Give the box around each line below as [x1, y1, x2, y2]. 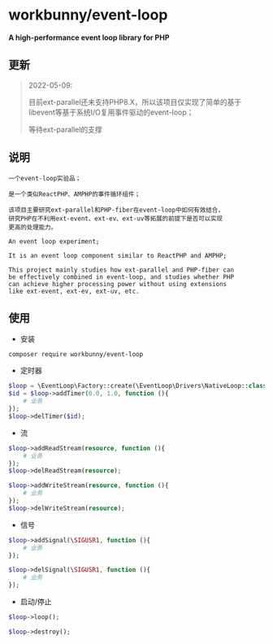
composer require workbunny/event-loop [8, 350, 144, 359]
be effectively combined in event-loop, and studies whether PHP [8, 272, 234, 281]
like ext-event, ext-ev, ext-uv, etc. [8, 287, 140, 295]
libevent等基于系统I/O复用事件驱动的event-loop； [28, 107, 194, 117]
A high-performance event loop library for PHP [8, 33, 170, 42]
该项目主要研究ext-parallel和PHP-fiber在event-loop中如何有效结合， [8, 206, 225, 214]
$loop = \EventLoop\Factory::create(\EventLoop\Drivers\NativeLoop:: [8, 382, 249, 390]
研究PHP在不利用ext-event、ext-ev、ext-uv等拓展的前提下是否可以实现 [8, 214, 223, 223]
